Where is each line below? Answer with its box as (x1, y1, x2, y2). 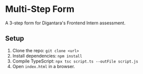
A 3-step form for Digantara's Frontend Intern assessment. (5, 20, 126, 26)
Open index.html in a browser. (12, 63, 75, 69)
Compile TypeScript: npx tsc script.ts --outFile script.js (12, 58, 139, 64)
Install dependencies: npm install (12, 53, 82, 59)
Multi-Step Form (5, 3, 75, 15)
